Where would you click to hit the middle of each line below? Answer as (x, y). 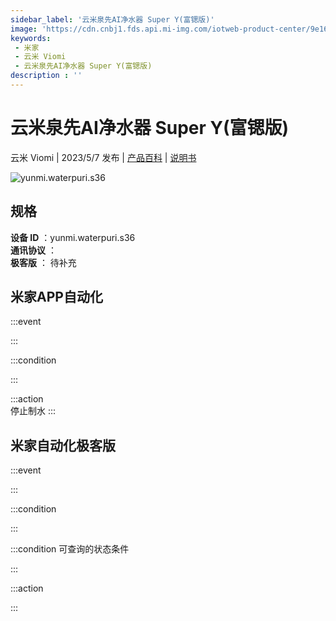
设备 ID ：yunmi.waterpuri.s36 (73, 237)
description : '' (46, 76)
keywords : (31, 38)
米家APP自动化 (56, 297)
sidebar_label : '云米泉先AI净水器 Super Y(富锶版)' (112, 19)
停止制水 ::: (33, 411)
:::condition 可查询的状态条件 (70, 549)
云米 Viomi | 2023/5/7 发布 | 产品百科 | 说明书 (103, 157)
